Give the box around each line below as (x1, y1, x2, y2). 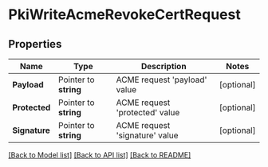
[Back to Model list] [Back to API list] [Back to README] (8, 150, 191, 160)
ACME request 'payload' (116, 74, 207, 85)
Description (140, 61, 187, 72)
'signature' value (116, 130, 179, 141)
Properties (8, 37, 62, 51)
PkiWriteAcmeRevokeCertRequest (8, 6, 241, 24)
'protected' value (116, 107, 180, 118)
